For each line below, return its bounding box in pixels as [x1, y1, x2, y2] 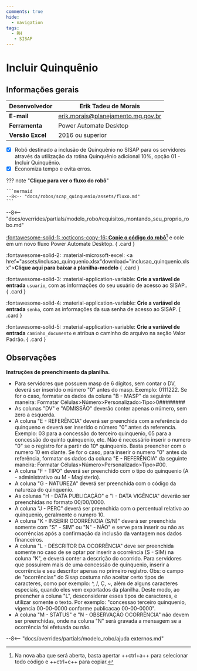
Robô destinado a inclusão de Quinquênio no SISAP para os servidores [14, 146, 186, 153]
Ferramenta [9, 122, 42, 129]
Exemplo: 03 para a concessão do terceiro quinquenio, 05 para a [14, 430, 172, 437]
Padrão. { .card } [6, 336, 46, 343]
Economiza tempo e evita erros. [14, 165, 92, 172]
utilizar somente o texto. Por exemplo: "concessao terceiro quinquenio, [14, 598, 186, 606]
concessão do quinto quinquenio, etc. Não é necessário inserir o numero [14, 436, 191, 443]
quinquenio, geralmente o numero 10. [14, 511, 105, 518]
